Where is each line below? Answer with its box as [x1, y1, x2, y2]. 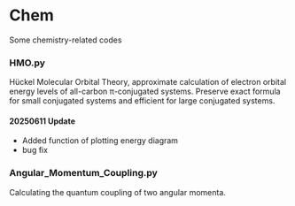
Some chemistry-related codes [9, 34, 122, 45]
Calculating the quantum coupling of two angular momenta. [9, 187, 226, 197]
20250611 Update [9, 116, 76, 126]
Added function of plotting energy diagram [21, 135, 179, 146]
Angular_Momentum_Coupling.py [9, 167, 158, 179]
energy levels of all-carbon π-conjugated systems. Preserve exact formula [9, 86, 281, 97]
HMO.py [9, 57, 46, 69]
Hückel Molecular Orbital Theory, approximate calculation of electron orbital [9, 77, 286, 88]
